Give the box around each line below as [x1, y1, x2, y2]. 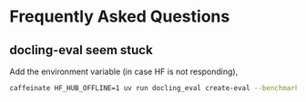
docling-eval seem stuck [9, 42, 153, 58]
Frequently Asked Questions [9, 6, 230, 27]
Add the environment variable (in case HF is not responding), [9, 66, 239, 77]
